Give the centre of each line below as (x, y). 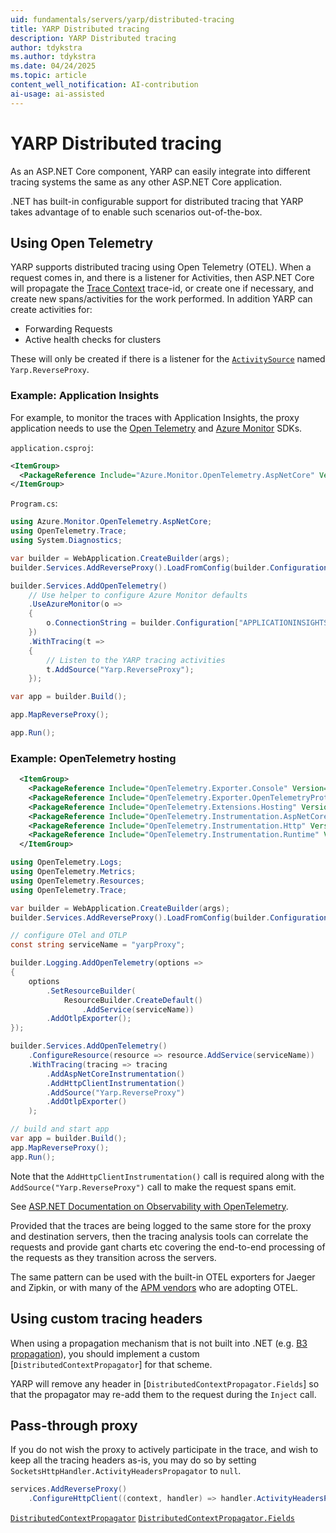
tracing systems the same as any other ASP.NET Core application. (146, 182)
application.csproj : (52, 447)
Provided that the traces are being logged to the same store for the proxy (161, 1225)
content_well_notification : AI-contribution (104, 85)
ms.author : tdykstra (53, 57)
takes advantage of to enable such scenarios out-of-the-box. (136, 212)
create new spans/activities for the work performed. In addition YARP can (161, 299)
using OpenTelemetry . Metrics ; (73, 872)
